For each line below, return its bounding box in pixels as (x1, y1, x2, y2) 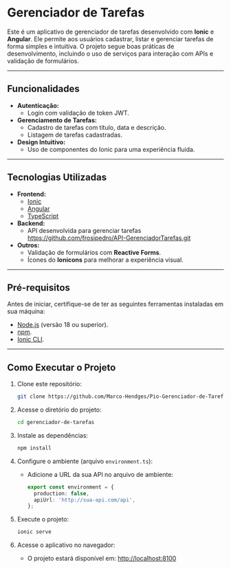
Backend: (16, 219, 45, 227)
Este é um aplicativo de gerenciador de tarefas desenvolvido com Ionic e (7, 27, 214, 36)
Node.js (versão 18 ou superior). (16, 321, 109, 329)
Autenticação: (16, 101, 60, 109)
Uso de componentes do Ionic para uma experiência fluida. (27, 145, 195, 153)
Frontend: (16, 190, 46, 198)
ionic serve (16, 528, 52, 535)
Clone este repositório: (16, 380, 82, 388)
